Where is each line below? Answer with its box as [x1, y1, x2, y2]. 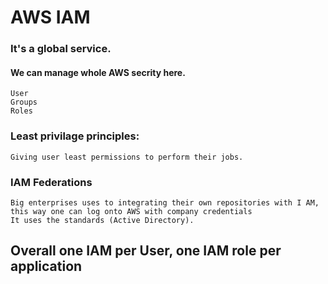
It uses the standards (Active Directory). [10, 215, 195, 225]
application [10, 258, 83, 275]
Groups [10, 97, 38, 108]
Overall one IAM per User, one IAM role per [10, 242, 282, 260]
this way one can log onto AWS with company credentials [10, 206, 253, 216]
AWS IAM [10, 6, 91, 29]
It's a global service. [10, 42, 112, 56]
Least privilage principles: [10, 129, 140, 143]
